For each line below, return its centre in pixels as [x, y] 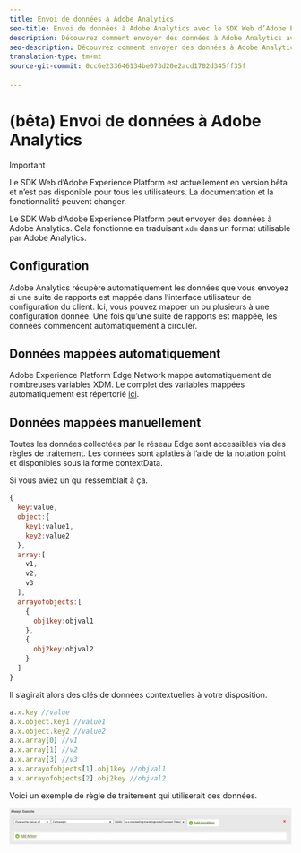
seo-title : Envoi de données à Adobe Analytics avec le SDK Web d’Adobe [148, 28]
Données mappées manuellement [105, 422]
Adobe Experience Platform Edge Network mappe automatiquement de [140, 375]
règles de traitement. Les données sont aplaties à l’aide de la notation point [148, 453]
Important [27, 165]
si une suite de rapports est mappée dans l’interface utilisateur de [131, 297]
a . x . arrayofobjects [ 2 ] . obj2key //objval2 [88, 778]
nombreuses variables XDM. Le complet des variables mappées [127, 384]
